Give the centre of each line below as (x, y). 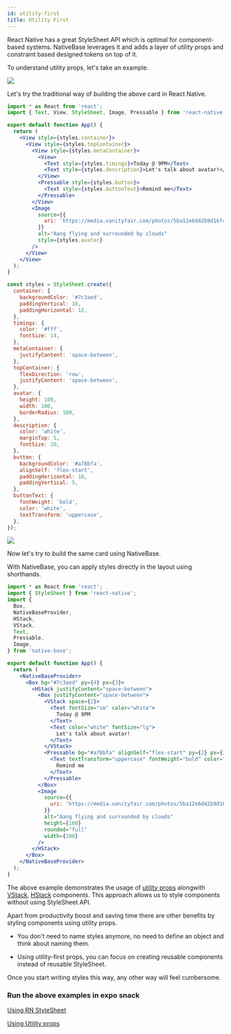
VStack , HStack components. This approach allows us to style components (113, 894)
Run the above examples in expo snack (73, 995)
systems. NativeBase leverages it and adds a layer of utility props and (125, 47)
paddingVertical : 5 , (49, 483)
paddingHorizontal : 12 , (54, 310)
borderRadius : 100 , (47, 412)
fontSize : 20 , (40, 444)
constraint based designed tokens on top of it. (73, 54)
